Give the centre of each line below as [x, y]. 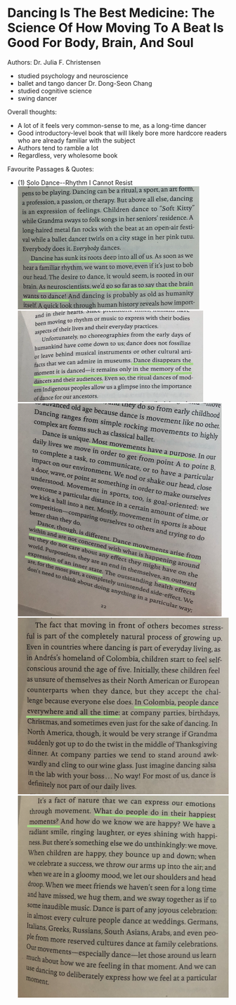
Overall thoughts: [32, 112]
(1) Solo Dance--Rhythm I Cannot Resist [75, 182]
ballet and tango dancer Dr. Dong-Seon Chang [85, 83]
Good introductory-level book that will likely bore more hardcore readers [122, 133]
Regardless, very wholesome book [67, 155]
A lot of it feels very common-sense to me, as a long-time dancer [112, 125]
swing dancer [37, 98]
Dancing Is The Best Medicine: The [111, 13]
